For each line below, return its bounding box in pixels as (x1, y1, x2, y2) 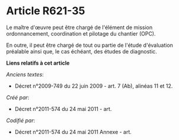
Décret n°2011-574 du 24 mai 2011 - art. (14, 105, 112, 112)
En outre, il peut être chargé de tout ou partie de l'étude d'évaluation (6, 42, 174, 49)
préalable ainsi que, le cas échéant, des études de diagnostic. (6, 47, 157, 55)
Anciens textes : (6, 71, 44, 78)
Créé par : (6, 94, 30, 101)
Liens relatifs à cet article (6, 59, 70, 66)
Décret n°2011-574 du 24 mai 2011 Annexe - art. (14, 128, 132, 135)
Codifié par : (6, 117, 36, 124)
